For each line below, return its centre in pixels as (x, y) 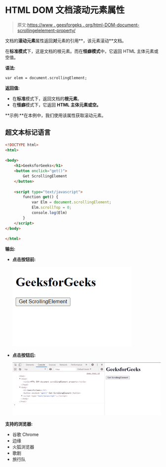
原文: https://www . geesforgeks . (51, 25)
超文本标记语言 (28, 133)
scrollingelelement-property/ (46, 30)
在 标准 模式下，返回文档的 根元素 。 (47, 98)
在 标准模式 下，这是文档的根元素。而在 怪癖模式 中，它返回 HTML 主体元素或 (82, 51)
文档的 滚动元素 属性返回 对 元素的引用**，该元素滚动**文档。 (66, 41)
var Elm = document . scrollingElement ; (71, 202)
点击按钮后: (24, 355)
